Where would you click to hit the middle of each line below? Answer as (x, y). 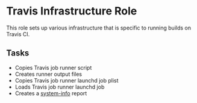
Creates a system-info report (51, 93)
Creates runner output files (48, 74)
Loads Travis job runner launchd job (60, 87)
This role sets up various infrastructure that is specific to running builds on (99, 28)
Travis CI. (18, 34)
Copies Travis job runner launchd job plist (67, 80)
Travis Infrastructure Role (72, 11)
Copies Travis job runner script (53, 67)
